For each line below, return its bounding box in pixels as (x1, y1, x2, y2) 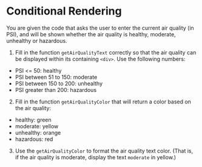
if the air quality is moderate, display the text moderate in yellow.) (15, 153, 177, 161)
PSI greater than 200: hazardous (15, 86, 97, 93)
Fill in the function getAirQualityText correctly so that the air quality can (15, 48, 197, 56)
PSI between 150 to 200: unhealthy (15, 80, 103, 87)
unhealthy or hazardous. (6, 37, 68, 44)
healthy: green (15, 116, 52, 123)
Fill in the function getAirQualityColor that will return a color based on (15, 98, 191, 105)
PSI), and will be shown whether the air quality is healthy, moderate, (6, 30, 176, 38)
